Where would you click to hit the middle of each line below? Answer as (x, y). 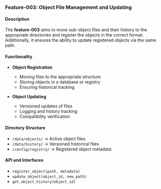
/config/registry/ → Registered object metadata (62, 149)
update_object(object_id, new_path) (49, 177)
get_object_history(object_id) (44, 182)
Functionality (19, 56)
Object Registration (32, 67)
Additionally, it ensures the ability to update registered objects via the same (80, 40)
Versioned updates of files (46, 106)
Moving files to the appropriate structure (60, 77)
